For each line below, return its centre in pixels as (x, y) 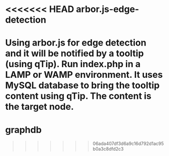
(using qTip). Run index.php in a (73, 64)
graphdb (23, 130)
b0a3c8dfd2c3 (108, 149)
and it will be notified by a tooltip (75, 53)
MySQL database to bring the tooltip (82, 86)
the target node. (39, 107)
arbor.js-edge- (108, 9)
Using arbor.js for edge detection (76, 43)
